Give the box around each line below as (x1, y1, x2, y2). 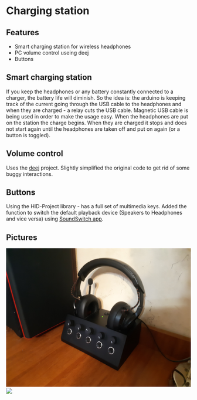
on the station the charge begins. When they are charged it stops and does (6, 119, 187, 126)
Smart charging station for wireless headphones (14, 43, 131, 50)
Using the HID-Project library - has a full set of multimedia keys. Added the (6, 203, 187, 210)
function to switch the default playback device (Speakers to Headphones (6, 209, 183, 216)
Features (6, 28, 39, 38)
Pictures (6, 232, 38, 242)
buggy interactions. (6, 170, 53, 177)
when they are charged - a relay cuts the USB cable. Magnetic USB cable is (6, 107, 189, 114)
